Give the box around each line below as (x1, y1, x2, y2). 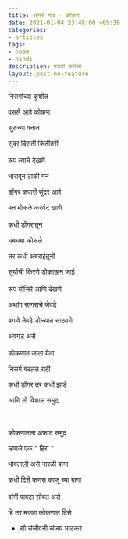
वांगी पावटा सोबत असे (8, 492, 61, 501)
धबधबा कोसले (8, 235, 43, 245)
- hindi (8, 56, 34, 64)
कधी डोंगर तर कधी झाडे (8, 380, 68, 389)
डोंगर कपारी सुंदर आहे (8, 187, 62, 196)
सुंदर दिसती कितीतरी (8, 138, 59, 147)
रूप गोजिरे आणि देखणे (8, 284, 62, 293)
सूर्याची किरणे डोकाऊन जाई (8, 267, 76, 276)
